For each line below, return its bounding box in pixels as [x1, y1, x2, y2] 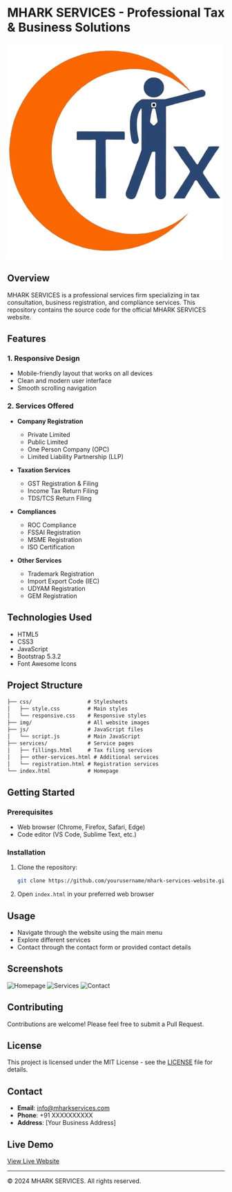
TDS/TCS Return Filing [27, 494, 92, 502]
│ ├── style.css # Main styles [7, 705, 128, 713]
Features [7, 333, 46, 345]
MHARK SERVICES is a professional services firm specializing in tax [7, 290, 200, 299]
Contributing [7, 1001, 64, 1014]
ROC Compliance [27, 521, 77, 529]
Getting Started [7, 786, 75, 798]
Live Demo [7, 1139, 54, 1151]
